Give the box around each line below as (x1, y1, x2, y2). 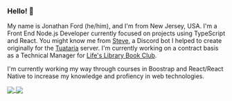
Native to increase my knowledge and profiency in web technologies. (7, 72, 204, 80)
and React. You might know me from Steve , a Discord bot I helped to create (7, 37, 222, 45)
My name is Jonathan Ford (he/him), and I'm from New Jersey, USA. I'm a (7, 22, 217, 30)
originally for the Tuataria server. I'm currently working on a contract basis (7, 44, 219, 53)
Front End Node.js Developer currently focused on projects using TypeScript (7, 29, 226, 37)
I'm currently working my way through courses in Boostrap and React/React (7, 65, 224, 73)
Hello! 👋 (7, 6, 35, 16)
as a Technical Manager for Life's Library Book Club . (7, 51, 157, 59)
